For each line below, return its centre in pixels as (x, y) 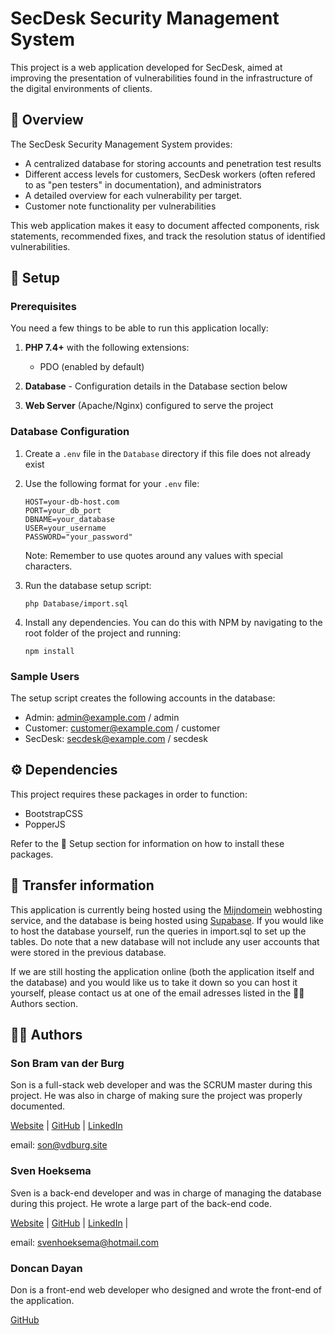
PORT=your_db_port (63, 510)
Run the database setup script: (88, 585)
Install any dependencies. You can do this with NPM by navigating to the (173, 622)
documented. (38, 1106)
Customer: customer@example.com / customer (122, 728)
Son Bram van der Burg (67, 1063)
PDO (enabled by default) (92, 367)
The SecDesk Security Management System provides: (121, 144)
